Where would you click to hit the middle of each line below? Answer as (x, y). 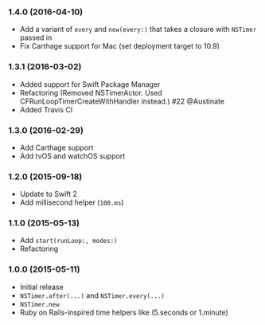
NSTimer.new (39, 304)
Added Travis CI (46, 109)
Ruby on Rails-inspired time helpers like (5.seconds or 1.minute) (124, 312)
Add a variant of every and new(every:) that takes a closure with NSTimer (138, 29)
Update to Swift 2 (49, 194)
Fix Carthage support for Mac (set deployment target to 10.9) (120, 46)
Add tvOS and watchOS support (72, 156)
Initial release (41, 287)
